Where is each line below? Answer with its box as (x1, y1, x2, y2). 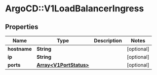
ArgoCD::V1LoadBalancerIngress (5, 3, 144, 14)
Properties (5, 23, 39, 31)
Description (93, 37, 122, 44)
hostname (7, 45, 32, 52)
